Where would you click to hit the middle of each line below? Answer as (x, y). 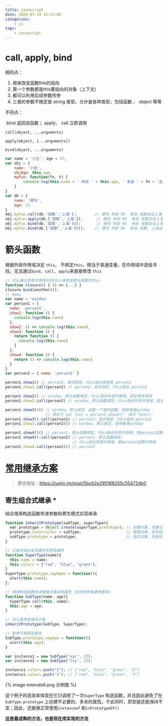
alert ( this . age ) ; (28, 642)
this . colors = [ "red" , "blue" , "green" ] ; (53, 564)
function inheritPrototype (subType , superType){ (57, 523)
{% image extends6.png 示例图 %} (41, 685)
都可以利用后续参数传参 (36, 95)
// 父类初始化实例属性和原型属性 (34, 550)
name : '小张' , (28, 168)
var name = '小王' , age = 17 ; (36, 158)
